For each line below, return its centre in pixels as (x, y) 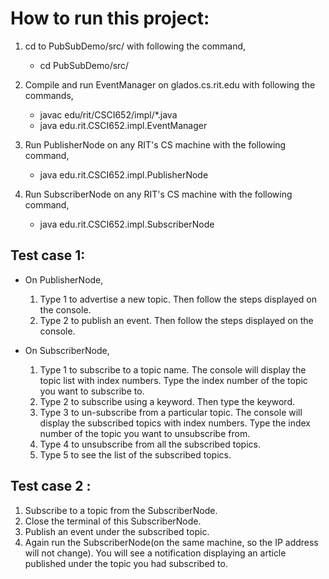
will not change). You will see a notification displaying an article (155, 553)
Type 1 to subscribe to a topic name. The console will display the (173, 369)
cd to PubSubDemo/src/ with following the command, (135, 46)
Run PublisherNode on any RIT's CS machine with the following (155, 144)
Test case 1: (48, 255)
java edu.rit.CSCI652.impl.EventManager (123, 125)
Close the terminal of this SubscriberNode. (113, 521)
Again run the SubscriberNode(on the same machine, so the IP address (171, 542)
